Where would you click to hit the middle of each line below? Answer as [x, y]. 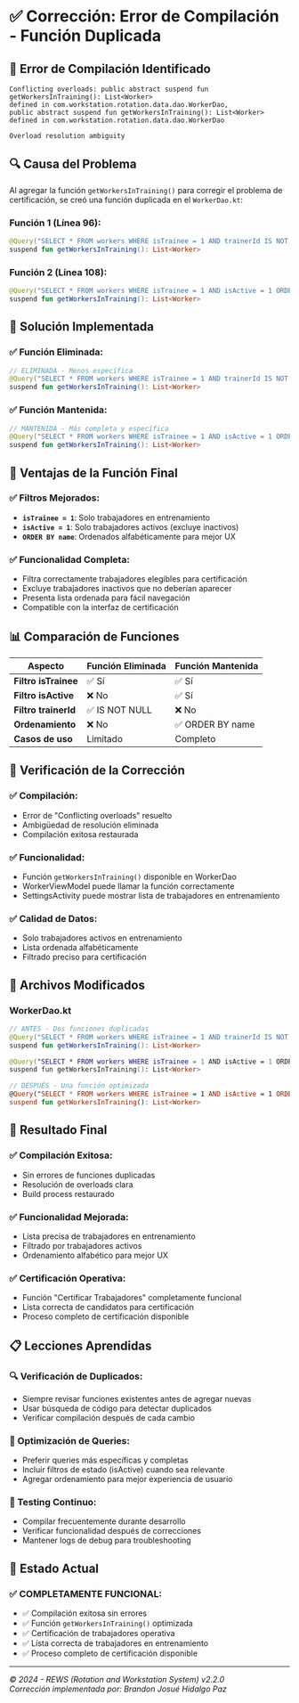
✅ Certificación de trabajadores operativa [98, 1634]
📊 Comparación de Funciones [94, 636]
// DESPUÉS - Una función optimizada [79, 1086]
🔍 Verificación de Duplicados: [76, 1376]
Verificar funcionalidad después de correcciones [112, 1531]
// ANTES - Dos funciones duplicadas [79, 1029]
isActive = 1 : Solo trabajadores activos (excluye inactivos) [130, 526]
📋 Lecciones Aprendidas [81, 1345]
